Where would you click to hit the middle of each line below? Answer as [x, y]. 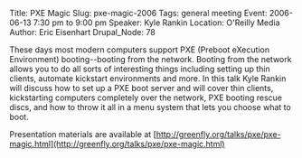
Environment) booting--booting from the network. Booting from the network [151, 59]
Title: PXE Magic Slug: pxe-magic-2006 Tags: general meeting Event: [138, 13]
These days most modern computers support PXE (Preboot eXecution [139, 50]
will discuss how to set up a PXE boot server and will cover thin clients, [142, 88]
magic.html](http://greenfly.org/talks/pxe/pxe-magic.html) [117, 144]
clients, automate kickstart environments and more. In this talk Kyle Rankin [148, 79]
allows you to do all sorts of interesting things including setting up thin [140, 69]
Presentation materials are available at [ [83, 134]
